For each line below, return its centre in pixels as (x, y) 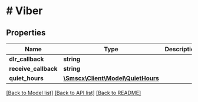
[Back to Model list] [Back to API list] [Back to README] (74, 93)
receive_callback (33, 69)
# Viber (24, 11)
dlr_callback (27, 59)
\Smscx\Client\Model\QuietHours (111, 78)
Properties (26, 33)
